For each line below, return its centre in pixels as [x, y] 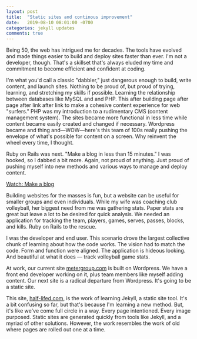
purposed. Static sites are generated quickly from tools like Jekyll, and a [94, 317]
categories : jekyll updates [41, 28]
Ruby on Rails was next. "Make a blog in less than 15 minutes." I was [89, 154]
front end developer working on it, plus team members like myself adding [95, 274]
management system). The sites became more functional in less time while [97, 118]
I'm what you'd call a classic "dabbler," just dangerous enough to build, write [99, 80]
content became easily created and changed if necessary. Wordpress [91, 124]
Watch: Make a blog [30, 184]
